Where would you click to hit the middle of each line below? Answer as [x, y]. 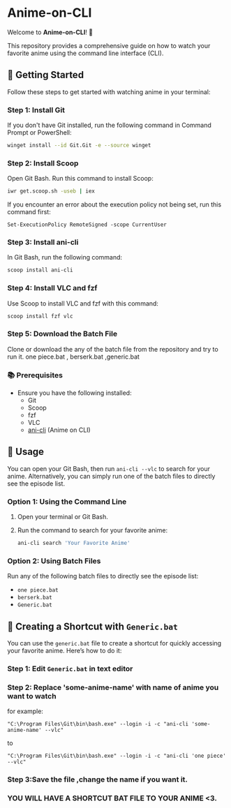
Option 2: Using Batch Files [54, 561]
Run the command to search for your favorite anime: [92, 530]
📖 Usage [25, 452]
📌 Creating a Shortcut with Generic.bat [92, 626]
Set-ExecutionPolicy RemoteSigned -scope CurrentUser [87, 225]
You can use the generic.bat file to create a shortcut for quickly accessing [114, 643]
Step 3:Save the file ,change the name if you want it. [98, 779]
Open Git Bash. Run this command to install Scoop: [80, 179]
